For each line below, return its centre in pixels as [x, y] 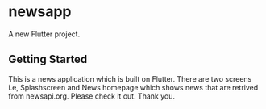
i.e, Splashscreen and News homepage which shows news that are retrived [133, 87]
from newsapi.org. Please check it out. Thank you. [92, 96]
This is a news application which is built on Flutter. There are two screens [130, 78]
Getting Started [48, 59]
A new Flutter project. [44, 34]
